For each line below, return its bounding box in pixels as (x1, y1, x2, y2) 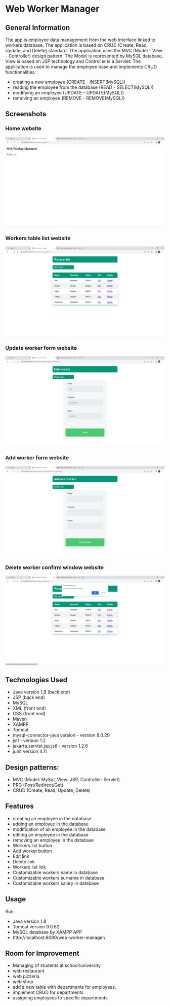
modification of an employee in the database (12, 826, 106, 832)
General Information (5, 23, 70, 32)
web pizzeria (12, 973, 39, 980)
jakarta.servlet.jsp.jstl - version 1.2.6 (12, 743, 89, 749)
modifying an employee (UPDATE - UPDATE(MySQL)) (12, 90, 124, 95)
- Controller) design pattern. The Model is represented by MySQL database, (5, 53, 163, 59)
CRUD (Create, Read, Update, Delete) (12, 787, 91, 793)
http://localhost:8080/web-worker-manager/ (12, 934, 106, 941)
